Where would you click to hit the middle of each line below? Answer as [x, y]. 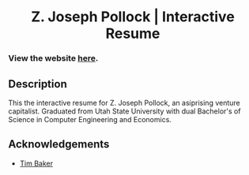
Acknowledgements [59, 145]
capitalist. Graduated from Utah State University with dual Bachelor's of [124, 111]
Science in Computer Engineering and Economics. [90, 119]
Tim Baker [36, 163]
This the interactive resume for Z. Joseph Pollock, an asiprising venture [124, 102]
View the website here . [53, 58]
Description [38, 84]
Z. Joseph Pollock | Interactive [133, 17]
